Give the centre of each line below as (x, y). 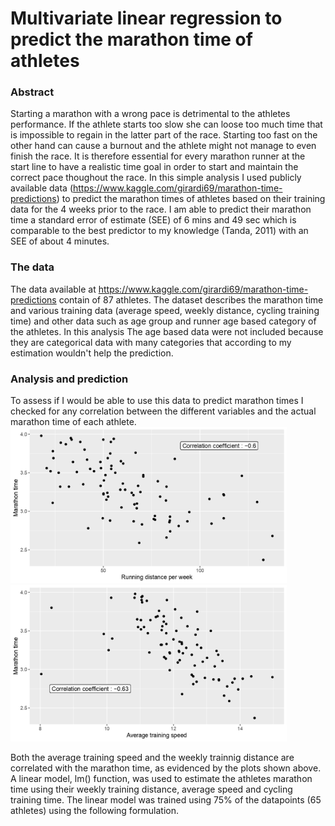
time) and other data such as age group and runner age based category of (163, 321)
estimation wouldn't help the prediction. (92, 353)
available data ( (42, 188)
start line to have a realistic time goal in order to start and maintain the (154, 167)
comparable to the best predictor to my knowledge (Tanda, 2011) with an (159, 231)
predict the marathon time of (131, 39)
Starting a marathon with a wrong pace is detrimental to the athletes (150, 114)
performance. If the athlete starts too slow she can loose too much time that (166, 124)
